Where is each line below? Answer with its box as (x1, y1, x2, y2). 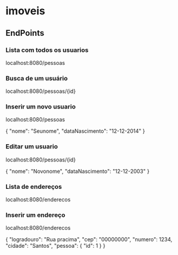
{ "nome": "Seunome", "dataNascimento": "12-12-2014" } (5, 128, 145, 135)
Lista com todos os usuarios (5, 46, 89, 54)
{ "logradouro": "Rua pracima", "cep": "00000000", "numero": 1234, (5, 236, 173, 243)
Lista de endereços (5, 182, 63, 191)
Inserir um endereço (5, 210, 66, 219)
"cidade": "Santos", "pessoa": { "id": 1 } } (5, 242, 105, 250)
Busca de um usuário (5, 74, 68, 82)
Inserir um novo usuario (5, 102, 76, 111)
